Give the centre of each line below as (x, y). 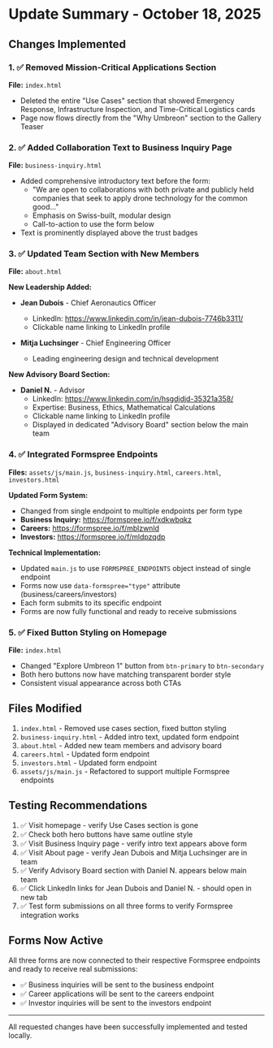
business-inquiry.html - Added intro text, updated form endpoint (130, 737)
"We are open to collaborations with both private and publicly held (143, 190)
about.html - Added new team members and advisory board (121, 745)
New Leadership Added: (50, 287)
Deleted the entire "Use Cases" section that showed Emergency (127, 100)
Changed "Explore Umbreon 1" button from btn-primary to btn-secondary (142, 666)
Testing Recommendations (78, 805)
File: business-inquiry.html (55, 165)
